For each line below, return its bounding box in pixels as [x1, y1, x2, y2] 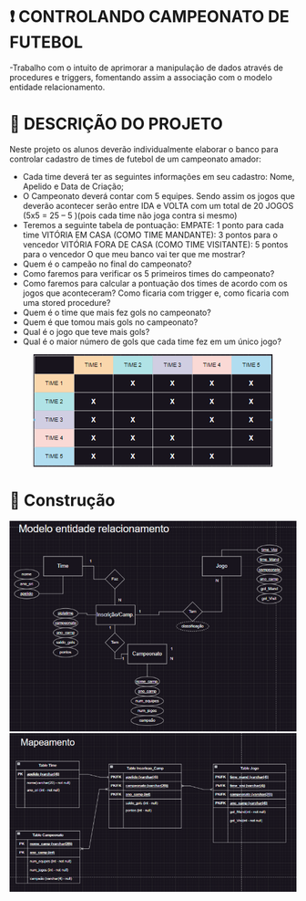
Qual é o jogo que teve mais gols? [22, 326, 150, 337]
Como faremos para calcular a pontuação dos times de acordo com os [22, 278, 289, 288]
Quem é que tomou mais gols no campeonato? [22, 316, 199, 328]
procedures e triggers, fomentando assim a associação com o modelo [9, 71, 273, 82]
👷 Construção [9, 490, 116, 511]
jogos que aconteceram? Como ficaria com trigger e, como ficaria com [22, 288, 290, 299]
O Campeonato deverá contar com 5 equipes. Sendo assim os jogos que [22, 190, 296, 201]
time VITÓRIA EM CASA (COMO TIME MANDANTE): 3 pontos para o [22, 229, 278, 240]
